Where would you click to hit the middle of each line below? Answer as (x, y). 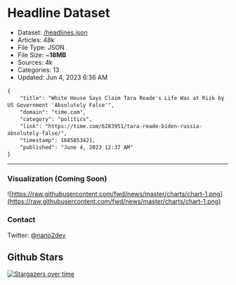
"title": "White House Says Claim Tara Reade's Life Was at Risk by (122, 98)
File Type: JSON (41, 47)
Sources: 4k (35, 62)
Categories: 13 (38, 70)
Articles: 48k (36, 39)
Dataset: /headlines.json (52, 32)
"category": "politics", (56, 119)
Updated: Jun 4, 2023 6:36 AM (63, 77)
